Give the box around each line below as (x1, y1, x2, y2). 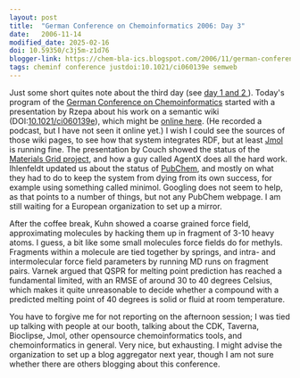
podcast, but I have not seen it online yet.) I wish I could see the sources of (9, 125, 286, 136)
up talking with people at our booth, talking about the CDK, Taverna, (9, 320, 259, 331)
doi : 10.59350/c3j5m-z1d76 (9, 46, 110, 55)
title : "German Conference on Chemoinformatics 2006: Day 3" (9, 21, 246, 30)
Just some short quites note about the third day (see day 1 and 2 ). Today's (9, 86, 285, 98)
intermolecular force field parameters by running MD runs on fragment (9, 256, 269, 267)
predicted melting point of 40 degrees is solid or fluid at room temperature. (9, 293, 286, 304)
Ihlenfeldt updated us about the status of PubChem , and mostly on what (9, 162, 274, 174)
